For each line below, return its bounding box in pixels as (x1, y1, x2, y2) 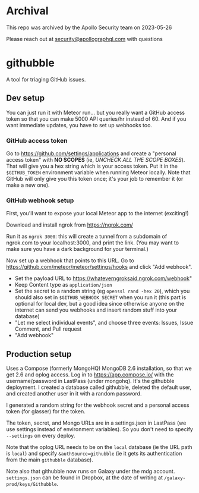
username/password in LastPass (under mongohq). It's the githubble (6, 378, 175, 385)
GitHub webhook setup (6, 196, 74, 205)
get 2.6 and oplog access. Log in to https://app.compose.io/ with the (6, 371, 174, 378)
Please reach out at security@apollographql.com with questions (6, 35, 163, 42)
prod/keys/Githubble (6, 482, 58, 488)
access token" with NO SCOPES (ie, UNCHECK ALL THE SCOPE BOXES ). (6, 156, 185, 163)
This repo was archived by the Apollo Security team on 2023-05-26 (6, 24, 172, 31)
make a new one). (6, 181, 50, 189)
